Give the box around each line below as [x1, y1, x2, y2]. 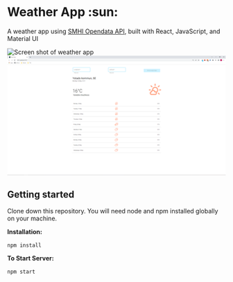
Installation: [7, 228, 43, 236]
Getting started [7, 188, 75, 200]
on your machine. [7, 214, 58, 222]
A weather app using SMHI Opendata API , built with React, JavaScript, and [7, 27, 221, 35]
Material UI [7, 34, 39, 42]
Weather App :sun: [7, 4, 119, 20]
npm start [7, 268, 36, 276]
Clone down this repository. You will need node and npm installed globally [7, 207, 218, 215]
